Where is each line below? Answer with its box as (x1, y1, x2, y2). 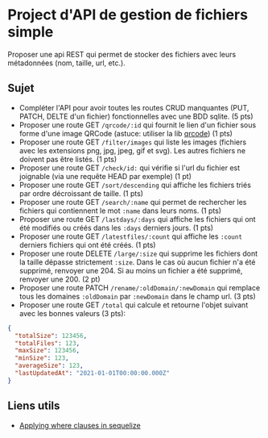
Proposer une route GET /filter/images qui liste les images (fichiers (19, 137, 247, 147)
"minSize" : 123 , (14, 354, 69, 362)
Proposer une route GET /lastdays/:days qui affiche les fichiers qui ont (19, 214, 256, 223)
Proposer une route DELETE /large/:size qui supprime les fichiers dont (19, 248, 258, 258)
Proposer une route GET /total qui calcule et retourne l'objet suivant (19, 300, 249, 310)
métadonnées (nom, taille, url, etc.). (7, 58, 126, 68)
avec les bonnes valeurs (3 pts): (19, 308, 126, 318)
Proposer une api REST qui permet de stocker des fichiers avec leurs (7, 49, 237, 59)
